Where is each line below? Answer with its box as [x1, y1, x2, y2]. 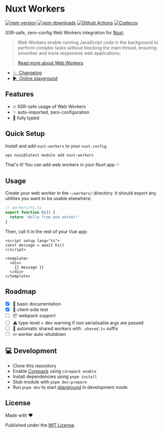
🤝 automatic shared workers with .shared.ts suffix [12, 325, 118, 331]
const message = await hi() [5, 243, 65, 248]
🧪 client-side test [12, 306, 48, 312]
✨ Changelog [12, 69, 42, 76]
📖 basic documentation [12, 301, 61, 307]
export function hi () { [5, 210, 56, 215]
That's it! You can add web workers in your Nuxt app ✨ [5, 162, 120, 168]
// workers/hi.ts [5, 205, 42, 210]
